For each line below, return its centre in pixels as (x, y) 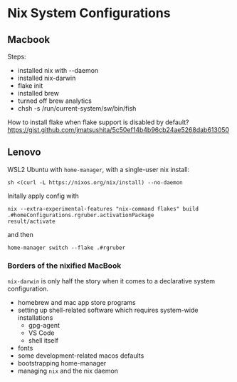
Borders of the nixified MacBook (64, 266)
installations (35, 318)
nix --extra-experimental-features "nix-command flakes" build (103, 208)
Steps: (17, 56)
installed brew (38, 93)
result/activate (31, 221)
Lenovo (24, 152)
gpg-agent (44, 326)
